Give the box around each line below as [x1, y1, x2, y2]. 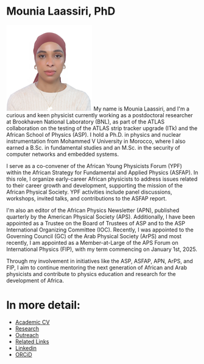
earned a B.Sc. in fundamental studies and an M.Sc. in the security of [6, 144, 181, 151]
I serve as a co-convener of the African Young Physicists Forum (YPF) [6, 162, 183, 169]
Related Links [15, 338, 49, 345]
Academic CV [15, 318, 50, 326]
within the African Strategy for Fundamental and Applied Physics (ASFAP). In [6, 169, 199, 176]
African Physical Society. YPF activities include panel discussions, [6, 188, 172, 195]
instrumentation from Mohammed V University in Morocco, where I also [6, 137, 186, 145]
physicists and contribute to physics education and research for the [6, 270, 176, 277]
